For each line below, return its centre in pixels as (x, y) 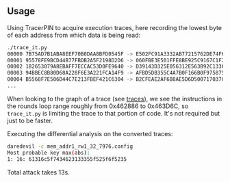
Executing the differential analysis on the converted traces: (90, 133)
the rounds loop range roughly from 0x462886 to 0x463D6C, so (98, 106)
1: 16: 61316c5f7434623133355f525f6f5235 (67, 159)
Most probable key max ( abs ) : (49, 153)
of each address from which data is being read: (74, 35)
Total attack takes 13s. (38, 172)
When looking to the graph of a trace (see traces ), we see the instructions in (115, 99)
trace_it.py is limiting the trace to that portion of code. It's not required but (114, 113)
